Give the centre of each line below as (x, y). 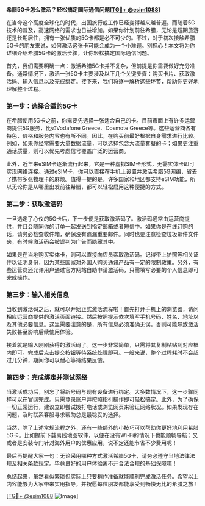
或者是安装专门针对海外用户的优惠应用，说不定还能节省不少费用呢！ (92, 443)
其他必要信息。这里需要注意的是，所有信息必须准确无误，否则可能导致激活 (105, 324)
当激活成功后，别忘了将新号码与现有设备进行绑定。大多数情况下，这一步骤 (100, 392)
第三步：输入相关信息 (38, 294)
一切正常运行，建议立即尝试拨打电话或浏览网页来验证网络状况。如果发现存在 (103, 407)
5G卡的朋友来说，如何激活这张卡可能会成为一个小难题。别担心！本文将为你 (101, 45)
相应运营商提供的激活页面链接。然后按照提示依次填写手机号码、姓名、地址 (100, 316)
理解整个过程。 (25, 89)
